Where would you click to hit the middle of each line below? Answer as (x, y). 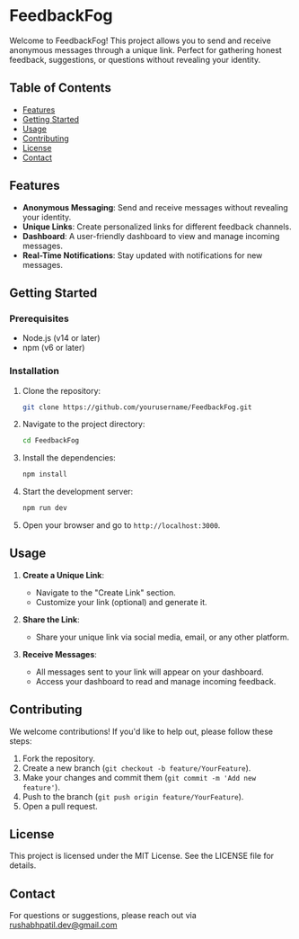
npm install (44, 474)
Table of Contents (61, 88)
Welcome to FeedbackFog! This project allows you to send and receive (140, 40)
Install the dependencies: (69, 458)
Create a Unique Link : (63, 575)
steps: (21, 741)
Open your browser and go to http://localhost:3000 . (121, 525)
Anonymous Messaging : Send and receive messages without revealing (155, 207)
